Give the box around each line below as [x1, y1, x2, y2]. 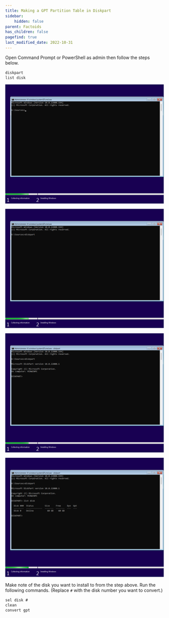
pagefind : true [5, 35, 37, 40]
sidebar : [5, 13, 24, 19]
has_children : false [5, 29, 49, 35]
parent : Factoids [5, 24, 42, 29]
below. [5, 59, 19, 66]
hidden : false [14, 19, 44, 24]
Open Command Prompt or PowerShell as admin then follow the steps [5, 54, 150, 60]
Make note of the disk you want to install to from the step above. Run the [5, 582, 156, 588]
